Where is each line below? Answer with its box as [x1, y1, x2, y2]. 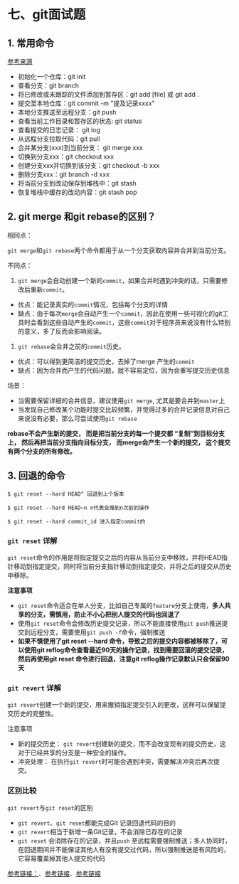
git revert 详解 [7, 683, 62, 693]
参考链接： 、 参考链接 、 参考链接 [7, 869, 101, 878]
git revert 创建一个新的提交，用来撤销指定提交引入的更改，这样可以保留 [7, 701, 221, 709]
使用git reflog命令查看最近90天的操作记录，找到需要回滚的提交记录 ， [23, 645, 228, 654]
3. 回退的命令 [7, 470, 65, 482]
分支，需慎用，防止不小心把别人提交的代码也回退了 [30, 609, 180, 619]
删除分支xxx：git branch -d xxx [17, 170, 110, 179]
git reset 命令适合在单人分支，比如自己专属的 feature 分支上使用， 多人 [17, 601, 225, 609]
